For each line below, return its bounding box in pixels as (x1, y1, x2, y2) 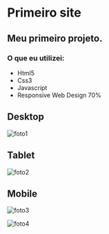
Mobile (7, 188, 38, 199)
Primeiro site (7, 5, 81, 21)
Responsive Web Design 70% (17, 91, 101, 99)
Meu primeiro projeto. (7, 33, 103, 44)
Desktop (7, 111, 45, 123)
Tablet (7, 150, 35, 161)
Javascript (17, 83, 48, 91)
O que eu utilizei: (7, 53, 65, 63)
